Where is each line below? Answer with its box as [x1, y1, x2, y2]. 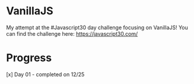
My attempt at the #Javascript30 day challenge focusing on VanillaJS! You [6, 24, 189, 31]
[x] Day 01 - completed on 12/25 [6, 70, 85, 78]
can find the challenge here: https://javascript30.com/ [6, 30, 138, 37]
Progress [6, 51, 52, 65]
